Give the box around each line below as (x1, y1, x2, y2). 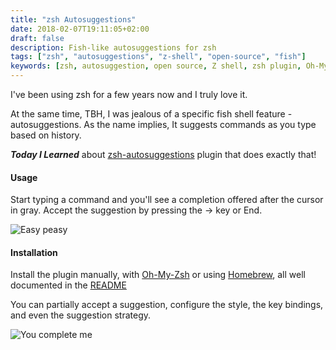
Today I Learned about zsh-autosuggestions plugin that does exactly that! (10, 149, 317, 160)
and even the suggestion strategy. (10, 309, 151, 321)
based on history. (10, 129, 82, 141)
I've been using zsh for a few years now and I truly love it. (10, 89, 248, 100)
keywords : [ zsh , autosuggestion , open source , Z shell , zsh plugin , (10, 61, 302, 71)
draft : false (10, 33, 65, 43)
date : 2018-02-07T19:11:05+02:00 (10, 24, 150, 34)
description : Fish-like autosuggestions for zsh (10, 42, 217, 53)
